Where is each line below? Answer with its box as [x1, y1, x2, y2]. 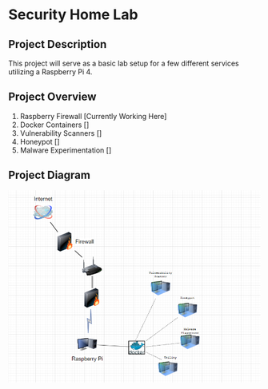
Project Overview [8, 90, 97, 104]
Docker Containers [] [19, 120, 90, 129]
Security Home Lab [8, 6, 138, 24]
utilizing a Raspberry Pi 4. [8, 67, 93, 77]
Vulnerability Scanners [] [19, 128, 102, 137]
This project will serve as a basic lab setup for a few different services [8, 58, 239, 68]
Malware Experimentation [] [19, 145, 112, 155]
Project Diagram [8, 169, 90, 182]
